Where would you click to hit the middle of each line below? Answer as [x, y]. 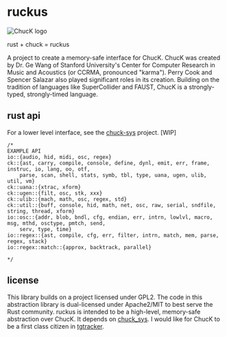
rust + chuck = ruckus [38, 44]
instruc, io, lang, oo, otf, [49, 169]
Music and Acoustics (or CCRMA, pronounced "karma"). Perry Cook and [110, 72]
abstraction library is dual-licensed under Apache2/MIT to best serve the [110, 304]
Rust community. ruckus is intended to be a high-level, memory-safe [104, 312]
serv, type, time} [46, 229]
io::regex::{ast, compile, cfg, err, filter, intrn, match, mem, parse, [113, 235]
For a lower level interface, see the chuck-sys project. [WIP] [92, 132]
